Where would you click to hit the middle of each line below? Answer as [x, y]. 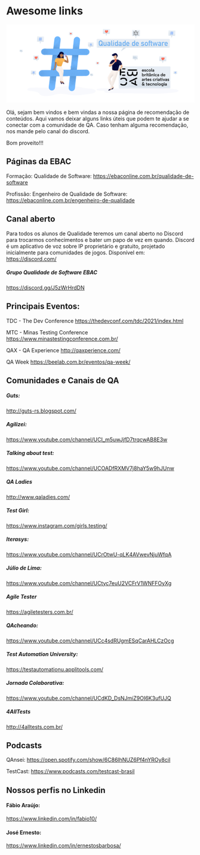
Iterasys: [18, 539]
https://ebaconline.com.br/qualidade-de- [143, 176]
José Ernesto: [24, 832]
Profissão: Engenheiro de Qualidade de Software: [67, 194]
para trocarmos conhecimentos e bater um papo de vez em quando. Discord [100, 239]
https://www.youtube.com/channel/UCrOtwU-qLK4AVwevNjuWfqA [89, 554]
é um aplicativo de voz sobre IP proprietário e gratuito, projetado [86, 246]
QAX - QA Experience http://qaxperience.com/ [63, 350]
